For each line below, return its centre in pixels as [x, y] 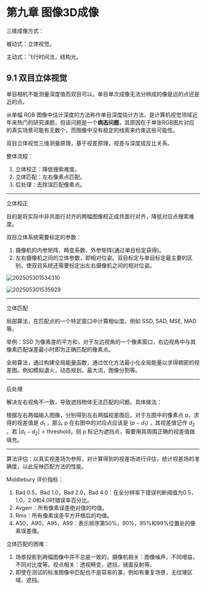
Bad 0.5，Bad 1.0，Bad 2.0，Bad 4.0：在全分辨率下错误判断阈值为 [99, 493]
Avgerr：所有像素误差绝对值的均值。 [61, 508]
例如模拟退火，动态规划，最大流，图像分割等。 [82, 370]
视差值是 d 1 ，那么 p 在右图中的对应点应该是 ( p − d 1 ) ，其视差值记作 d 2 [106, 423]
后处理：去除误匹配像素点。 [50, 184]
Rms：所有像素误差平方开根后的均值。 [64, 515]
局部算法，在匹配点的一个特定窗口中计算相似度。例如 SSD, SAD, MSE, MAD [101, 321]
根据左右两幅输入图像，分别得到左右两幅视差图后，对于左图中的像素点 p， [100, 415]
